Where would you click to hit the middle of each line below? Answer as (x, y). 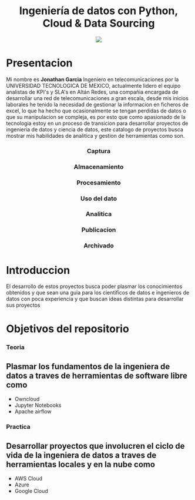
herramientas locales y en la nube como (81, 464)
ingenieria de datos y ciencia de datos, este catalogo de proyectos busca (95, 129)
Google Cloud (31, 491)
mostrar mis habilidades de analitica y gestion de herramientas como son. (95, 135)
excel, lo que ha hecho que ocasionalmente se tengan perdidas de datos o (96, 111)
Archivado (99, 246)
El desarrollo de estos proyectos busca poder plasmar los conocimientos (94, 286)
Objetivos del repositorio (68, 329)
